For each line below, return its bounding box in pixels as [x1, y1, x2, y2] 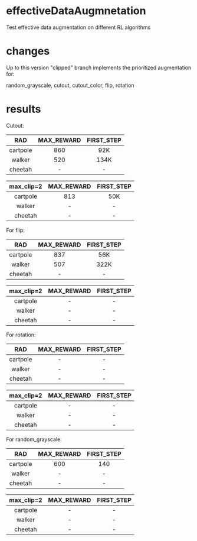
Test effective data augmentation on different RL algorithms [6, 24, 151, 31]
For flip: [6, 226, 25, 234]
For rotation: [6, 331, 36, 338]
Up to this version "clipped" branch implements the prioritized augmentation [6, 64, 192, 71]
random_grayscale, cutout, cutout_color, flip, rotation [6, 82, 134, 89]
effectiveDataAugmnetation [6, 4, 146, 18]
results [6, 102, 41, 116]
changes [6, 44, 50, 58]
